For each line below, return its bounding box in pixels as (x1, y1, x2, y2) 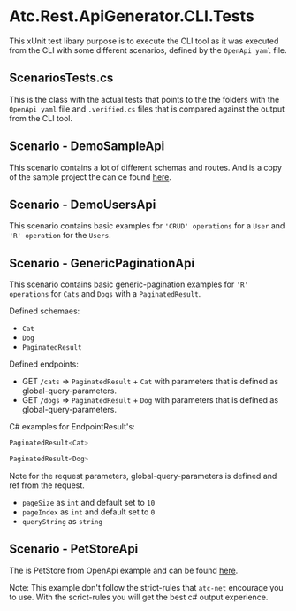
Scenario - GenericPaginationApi (9, 255, 195, 271)
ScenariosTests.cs (9, 71, 114, 86)
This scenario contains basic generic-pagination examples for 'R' (9, 279, 249, 290)
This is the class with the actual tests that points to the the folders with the (9, 94, 280, 104)
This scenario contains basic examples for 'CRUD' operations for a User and (9, 220, 285, 231)
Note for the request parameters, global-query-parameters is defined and (9, 470, 277, 481)
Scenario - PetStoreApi (9, 542, 139, 557)
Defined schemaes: (9, 305, 80, 316)
